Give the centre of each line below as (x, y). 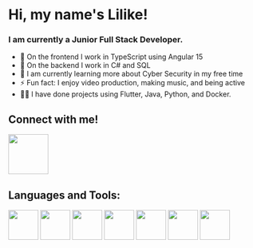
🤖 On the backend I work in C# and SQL (85, 65)
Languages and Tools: (65, 195)
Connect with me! (53, 119)
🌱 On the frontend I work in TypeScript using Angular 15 (111, 57)
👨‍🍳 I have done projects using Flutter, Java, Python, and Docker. (125, 94)
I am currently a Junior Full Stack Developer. (96, 40)
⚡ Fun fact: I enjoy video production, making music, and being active (132, 83)
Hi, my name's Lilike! (78, 15)
